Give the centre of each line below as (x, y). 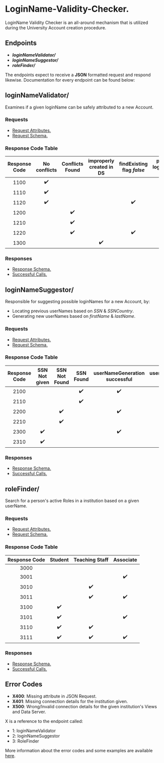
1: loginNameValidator (34, 730)
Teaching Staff (91, 560)
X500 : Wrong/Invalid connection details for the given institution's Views (84, 706)
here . (10, 756)
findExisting (133, 164)
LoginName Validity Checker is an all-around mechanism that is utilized (77, 22)
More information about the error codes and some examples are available (79, 750)
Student (59, 560)
